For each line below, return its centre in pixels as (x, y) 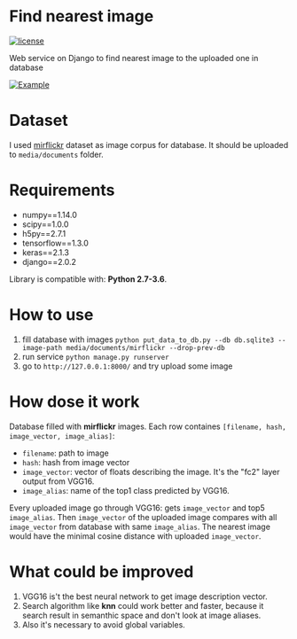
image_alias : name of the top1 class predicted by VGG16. (125, 490)
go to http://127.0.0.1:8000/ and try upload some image (127, 366)
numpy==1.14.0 (50, 214)
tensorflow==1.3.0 (55, 243)
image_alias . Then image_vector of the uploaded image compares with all (143, 517)
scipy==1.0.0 (45, 224)
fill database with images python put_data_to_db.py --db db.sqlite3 (148, 339)
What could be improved (102, 571)
